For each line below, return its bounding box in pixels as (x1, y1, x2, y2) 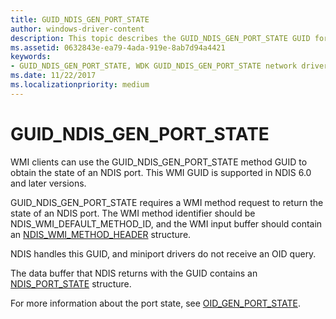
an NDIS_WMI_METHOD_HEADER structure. (10, 228, 192, 240)
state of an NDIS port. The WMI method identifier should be (10, 207, 256, 219)
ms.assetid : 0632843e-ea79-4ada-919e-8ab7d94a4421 (10, 42, 226, 53)
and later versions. (10, 177, 87, 189)
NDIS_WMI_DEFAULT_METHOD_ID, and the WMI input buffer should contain (10, 217, 323, 230)
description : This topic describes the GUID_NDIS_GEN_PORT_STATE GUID (10, 33, 311, 43)
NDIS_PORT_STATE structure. (10, 277, 132, 290)
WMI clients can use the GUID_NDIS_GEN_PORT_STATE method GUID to (10, 156, 308, 168)
